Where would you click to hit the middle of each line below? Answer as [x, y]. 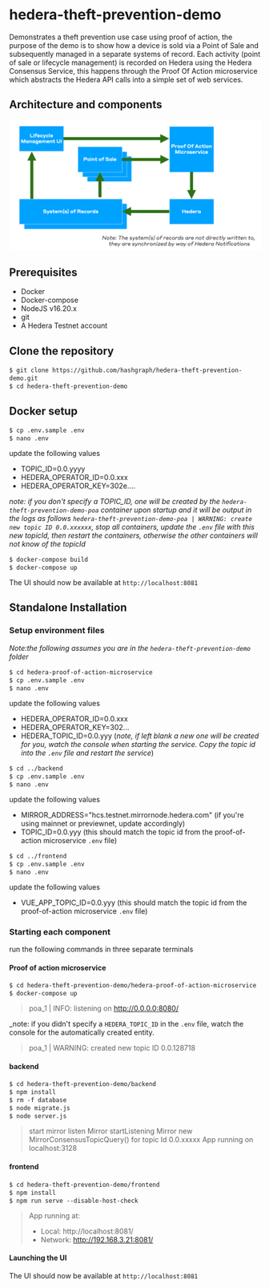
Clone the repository [62, 351]
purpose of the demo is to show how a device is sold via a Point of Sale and [134, 45]
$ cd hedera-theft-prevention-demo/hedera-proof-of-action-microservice [133, 986]
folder [19, 656]
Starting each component [60, 931]
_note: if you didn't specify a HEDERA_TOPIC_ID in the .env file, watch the [126, 1024]
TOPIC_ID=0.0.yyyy [53, 469]
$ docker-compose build [49, 560]
